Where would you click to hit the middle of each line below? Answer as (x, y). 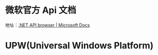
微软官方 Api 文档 (41, 10)
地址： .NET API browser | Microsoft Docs (48, 25)
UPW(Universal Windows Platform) (79, 46)
